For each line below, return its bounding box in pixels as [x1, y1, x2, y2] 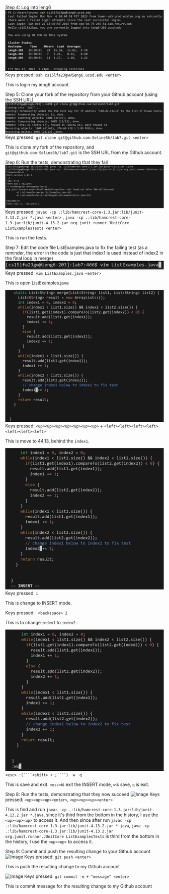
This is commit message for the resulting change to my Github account [5, 883, 152, 889]
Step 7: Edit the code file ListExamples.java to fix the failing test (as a [5, 244, 148, 251]
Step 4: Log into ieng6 [5, 5, 51, 10]
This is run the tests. [5, 234, 48, 240]
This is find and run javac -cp [5, 807, 67, 813]
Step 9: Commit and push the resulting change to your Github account [5, 849, 151, 855]
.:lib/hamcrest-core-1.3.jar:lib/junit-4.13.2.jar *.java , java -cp [5, 823, 150, 829]
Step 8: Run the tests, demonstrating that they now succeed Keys [5, 791, 160, 798]
